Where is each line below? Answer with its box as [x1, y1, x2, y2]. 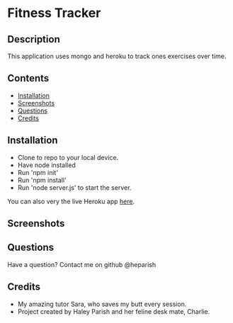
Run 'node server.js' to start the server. [17, 183, 132, 192]
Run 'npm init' [17, 168, 59, 176]
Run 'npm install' [17, 176, 67, 184]
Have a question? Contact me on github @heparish [7, 260, 157, 268]
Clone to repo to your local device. [17, 153, 119, 161]
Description [7, 33, 60, 45]
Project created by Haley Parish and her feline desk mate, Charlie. [17, 307, 210, 316]
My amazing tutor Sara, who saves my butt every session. [17, 300, 187, 308]
